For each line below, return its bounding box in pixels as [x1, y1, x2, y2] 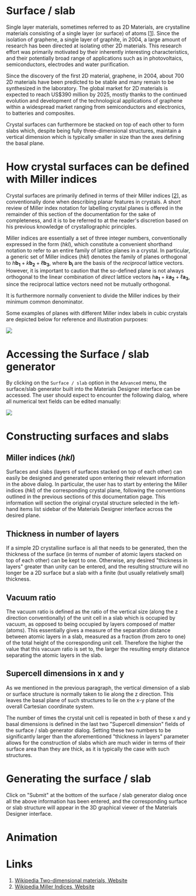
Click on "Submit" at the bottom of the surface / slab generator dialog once [6, 791, 187, 798]
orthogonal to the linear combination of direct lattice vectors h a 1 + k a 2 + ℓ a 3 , [6, 273, 190, 282]
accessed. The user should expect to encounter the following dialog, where [6, 391, 188, 399]
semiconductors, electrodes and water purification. [6, 60, 130, 68]
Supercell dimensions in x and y [6, 669, 125, 679]
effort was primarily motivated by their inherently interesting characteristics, [6, 48, 189, 55]
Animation [6, 830, 58, 844]
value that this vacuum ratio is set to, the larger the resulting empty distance [6, 646, 190, 653]
